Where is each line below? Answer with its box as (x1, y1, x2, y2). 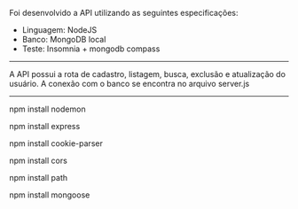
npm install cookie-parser (9, 138, 104, 149)
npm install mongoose (9, 190, 90, 200)
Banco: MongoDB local (21, 35, 106, 44)
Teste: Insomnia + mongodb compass (21, 43, 161, 54)
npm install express (9, 121, 81, 131)
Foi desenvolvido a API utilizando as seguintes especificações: (9, 8, 239, 18)
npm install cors (9, 155, 68, 166)
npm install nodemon (9, 104, 86, 114)
